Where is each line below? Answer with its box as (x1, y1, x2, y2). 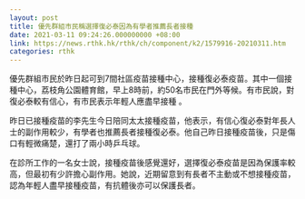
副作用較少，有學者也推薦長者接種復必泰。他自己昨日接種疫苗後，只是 (25, 126, 288, 137)
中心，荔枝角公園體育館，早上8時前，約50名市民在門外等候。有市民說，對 (16, 85, 295, 95)
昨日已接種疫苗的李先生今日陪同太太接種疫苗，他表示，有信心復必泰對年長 (9, 115, 288, 126)
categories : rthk (9, 47, 75, 56)
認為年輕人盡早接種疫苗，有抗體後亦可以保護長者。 (9, 180, 201, 191)
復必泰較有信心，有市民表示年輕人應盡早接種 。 (9, 96, 187, 107)
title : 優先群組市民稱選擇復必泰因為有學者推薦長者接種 (9, 22, 193, 31)
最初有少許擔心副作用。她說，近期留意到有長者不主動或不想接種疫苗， (33, 169, 296, 180)
